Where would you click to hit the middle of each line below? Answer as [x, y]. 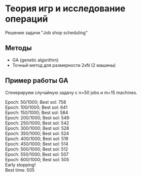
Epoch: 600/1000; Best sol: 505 [37, 159]
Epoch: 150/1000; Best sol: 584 [37, 112]
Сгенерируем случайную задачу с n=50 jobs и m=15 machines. [71, 92]
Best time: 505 [20, 170]
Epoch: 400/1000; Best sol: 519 [37, 139]
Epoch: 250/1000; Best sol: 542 [37, 123]
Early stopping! [20, 165]
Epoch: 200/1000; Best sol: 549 [37, 118]
